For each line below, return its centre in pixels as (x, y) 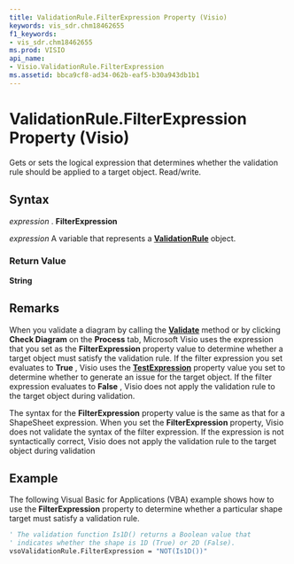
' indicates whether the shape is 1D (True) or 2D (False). (123, 543)
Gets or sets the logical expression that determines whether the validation (144, 162)
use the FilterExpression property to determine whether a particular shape (146, 509)
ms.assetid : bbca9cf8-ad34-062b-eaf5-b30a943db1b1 (104, 75)
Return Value (38, 261)
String (21, 280)
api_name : (27, 59)
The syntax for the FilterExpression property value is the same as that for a (147, 412)
